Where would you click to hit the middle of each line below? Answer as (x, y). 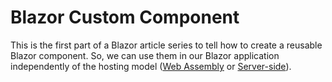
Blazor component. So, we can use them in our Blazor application (145, 55)
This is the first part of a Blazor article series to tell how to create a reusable (166, 45)
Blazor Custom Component (125, 17)
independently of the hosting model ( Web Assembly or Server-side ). (151, 66)
